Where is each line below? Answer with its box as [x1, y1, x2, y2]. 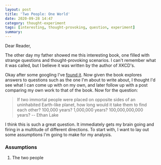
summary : [5, 30, 23, 34]
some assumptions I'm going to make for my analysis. [5, 132, 112, 137]
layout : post [5, 7, 31, 12]
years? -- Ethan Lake [16, 112, 59, 118]
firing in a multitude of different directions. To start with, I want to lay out [5, 127, 149, 132]
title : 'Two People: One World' [5, 12, 70, 16]
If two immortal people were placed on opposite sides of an [16, 97, 136, 102]
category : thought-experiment [5, 20, 66, 26]
